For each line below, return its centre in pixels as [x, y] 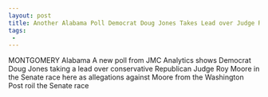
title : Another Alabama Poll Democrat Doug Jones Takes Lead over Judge [132, 23]
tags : [17, 30]
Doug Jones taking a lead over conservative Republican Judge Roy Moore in [134, 69]
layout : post [30, 16]
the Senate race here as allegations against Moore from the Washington [126, 77]
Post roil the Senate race [49, 86]
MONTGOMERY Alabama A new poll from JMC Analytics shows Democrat [130, 60]
